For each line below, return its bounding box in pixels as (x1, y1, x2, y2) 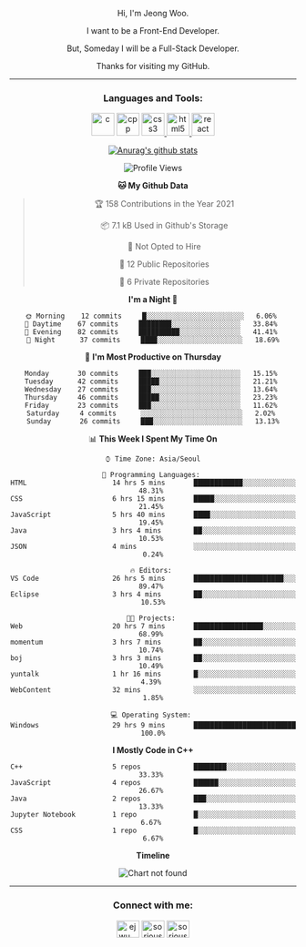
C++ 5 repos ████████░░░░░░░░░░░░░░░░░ (10, 762, 296, 772)
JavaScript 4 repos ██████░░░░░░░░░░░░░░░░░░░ (10, 779, 296, 788)
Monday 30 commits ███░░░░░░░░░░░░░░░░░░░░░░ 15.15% (24, 369, 278, 379)
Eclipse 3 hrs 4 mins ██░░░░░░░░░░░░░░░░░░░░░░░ (10, 590, 296, 599)
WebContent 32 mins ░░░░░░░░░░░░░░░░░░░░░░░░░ (10, 686, 296, 695)
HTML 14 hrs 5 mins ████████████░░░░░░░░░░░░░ (10, 478, 296, 488)
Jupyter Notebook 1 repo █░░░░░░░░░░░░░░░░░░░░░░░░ (10, 810, 296, 820)
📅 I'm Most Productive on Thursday (85, 351, 221, 362)
